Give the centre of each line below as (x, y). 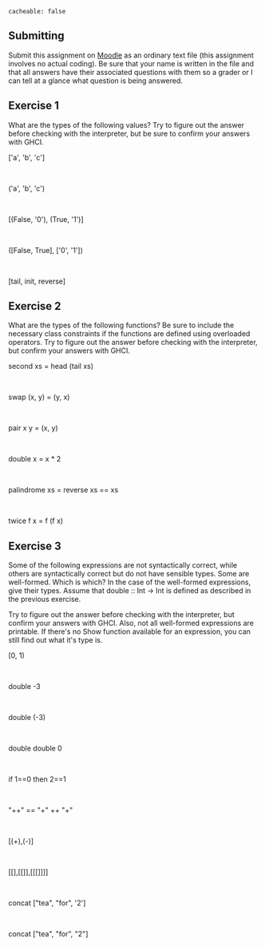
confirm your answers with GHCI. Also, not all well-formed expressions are (131, 623)
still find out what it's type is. (55, 640)
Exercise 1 (34, 106)
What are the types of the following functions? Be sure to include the (121, 325)
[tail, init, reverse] (37, 281)
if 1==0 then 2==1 (37, 779)
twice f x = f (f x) (36, 521)
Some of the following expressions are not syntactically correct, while (123, 565)
